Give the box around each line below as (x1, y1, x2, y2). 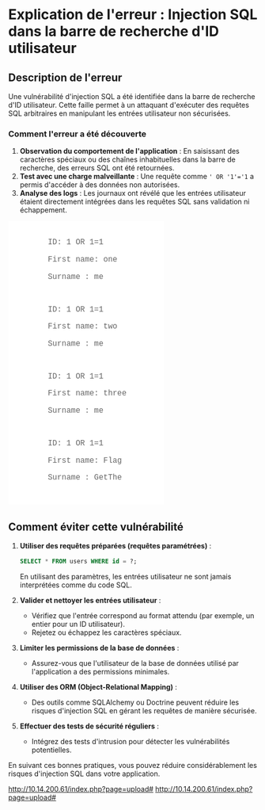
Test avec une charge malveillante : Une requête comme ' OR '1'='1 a (19, 172, 255, 181)
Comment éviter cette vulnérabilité (8, 520, 184, 533)
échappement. (19, 205, 67, 215)
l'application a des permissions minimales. (31, 667, 170, 676)
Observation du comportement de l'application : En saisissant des (19, 147, 240, 156)
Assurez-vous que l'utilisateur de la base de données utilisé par (31, 658, 240, 667)
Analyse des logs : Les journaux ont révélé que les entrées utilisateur (19, 189, 247, 198)
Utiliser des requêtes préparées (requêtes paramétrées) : (19, 541, 212, 551)
